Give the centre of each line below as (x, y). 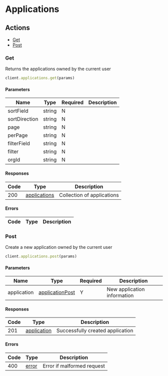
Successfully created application (95, 330)
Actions (17, 28)
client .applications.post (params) (41, 256)
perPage (18, 135)
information (120, 295)
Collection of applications (89, 195)
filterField (19, 144)
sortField (18, 111)
